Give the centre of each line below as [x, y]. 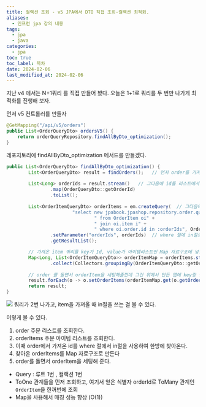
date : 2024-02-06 [29, 69]
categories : [21, 47]
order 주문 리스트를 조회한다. [50, 330]
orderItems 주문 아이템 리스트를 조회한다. [65, 338]
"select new [87, 212]
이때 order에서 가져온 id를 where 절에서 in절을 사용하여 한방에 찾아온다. [101, 346]
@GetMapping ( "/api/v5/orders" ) [46, 126]
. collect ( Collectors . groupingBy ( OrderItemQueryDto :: [119, 263]
